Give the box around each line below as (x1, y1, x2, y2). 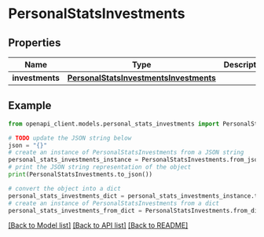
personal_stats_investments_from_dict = (8, 206, 143, 214)
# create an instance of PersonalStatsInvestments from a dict (8, 199, 220, 207)
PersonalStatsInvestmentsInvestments (67, 72, 216, 83)
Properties (8, 36, 61, 49)
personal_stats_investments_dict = (8, 191, 125, 200)
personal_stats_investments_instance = (8, 156, 139, 164)
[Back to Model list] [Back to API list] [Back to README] (8, 221, 189, 230)
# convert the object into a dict (8, 184, 122, 192)
